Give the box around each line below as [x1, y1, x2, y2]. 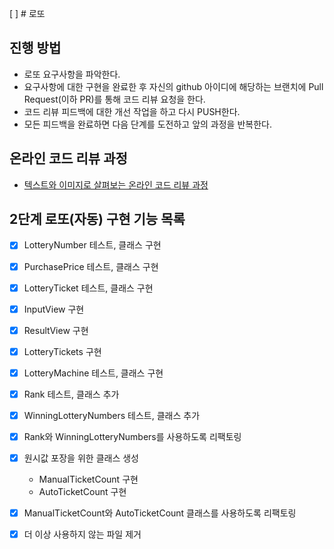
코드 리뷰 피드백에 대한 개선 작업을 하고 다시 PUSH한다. [23, 105, 241, 117]
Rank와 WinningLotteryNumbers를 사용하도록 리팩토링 [23, 431, 242, 442]
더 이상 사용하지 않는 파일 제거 [23, 528, 142, 541]
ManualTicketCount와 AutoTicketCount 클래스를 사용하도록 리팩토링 [23, 507, 297, 519]
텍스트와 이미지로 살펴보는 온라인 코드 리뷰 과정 [23, 178, 209, 191]
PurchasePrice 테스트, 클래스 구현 [23, 260, 159, 272]
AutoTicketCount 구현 [38, 486, 127, 498]
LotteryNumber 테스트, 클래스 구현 [23, 239, 162, 251]
